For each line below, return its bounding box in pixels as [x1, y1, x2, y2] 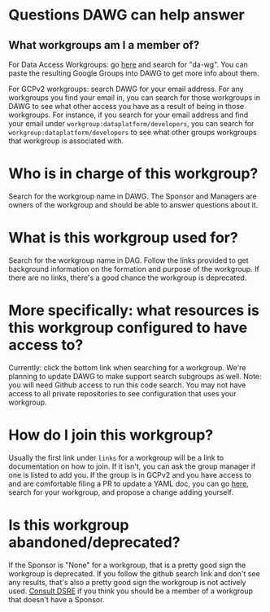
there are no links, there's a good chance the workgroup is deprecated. [8, 273, 247, 282]
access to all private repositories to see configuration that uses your [8, 388, 237, 398]
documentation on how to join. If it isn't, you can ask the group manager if [8, 461, 256, 471]
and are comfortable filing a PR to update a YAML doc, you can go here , [8, 479, 250, 488]
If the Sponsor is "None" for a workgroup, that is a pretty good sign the [8, 560, 246, 570]
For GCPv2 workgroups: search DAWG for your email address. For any [8, 84, 244, 94]
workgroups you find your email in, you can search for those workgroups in [8, 93, 260, 103]
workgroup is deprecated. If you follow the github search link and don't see [8, 568, 260, 579]
